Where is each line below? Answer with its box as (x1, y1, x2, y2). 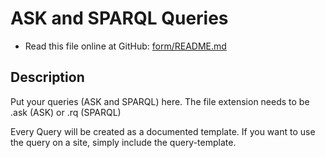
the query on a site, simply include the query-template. (10, 136, 237, 148)
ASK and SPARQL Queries (10, 7, 229, 30)
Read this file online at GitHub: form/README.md (24, 40, 227, 52)
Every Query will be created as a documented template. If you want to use (10, 125, 316, 137)
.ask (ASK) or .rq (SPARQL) (10, 106, 122, 118)
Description (10, 69, 85, 86)
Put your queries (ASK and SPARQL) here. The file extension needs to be (10, 95, 310, 107)
